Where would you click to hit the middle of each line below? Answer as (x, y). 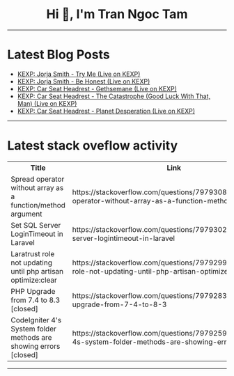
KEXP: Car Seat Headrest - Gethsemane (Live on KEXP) (97, 88)
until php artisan (37, 271)
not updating (31, 263)
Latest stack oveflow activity (93, 146)
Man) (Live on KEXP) (47, 103)
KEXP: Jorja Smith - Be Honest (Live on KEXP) (84, 81)
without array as (37, 187)
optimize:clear (34, 280)
